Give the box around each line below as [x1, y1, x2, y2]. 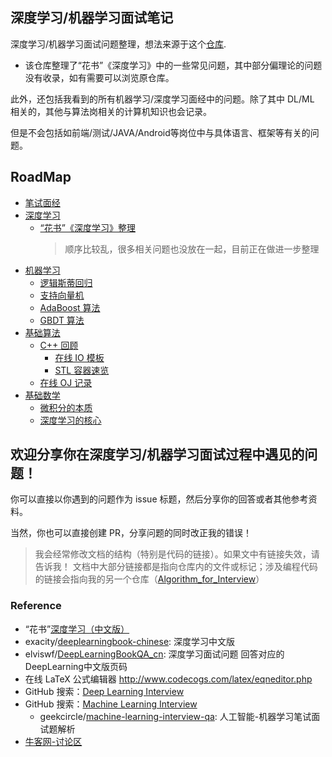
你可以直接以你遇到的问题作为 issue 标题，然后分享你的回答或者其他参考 [10, 493, 309, 505]
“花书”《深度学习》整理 [39, 221, 136, 233]
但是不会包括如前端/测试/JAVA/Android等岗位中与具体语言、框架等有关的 [10, 126, 311, 138]
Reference [10, 599, 62, 613]
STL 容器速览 [54, 364, 110, 376]
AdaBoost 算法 [39, 301, 101, 313]
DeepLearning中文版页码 [24, 660, 128, 672]
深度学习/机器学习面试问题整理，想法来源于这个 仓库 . [10, 38, 227, 50]
